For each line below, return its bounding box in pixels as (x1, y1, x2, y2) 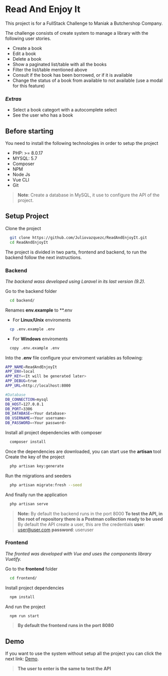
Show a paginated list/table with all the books (12, 61, 107, 67)
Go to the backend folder (5, 288, 57, 294)
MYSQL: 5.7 (12, 155, 38, 162)
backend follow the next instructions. (5, 254, 82, 261)
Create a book (12, 45, 42, 51)
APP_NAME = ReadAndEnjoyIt (5, 365, 57, 370)
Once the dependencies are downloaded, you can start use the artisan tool (5, 448, 161, 454)
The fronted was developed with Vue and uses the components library (5, 550, 152, 556)
